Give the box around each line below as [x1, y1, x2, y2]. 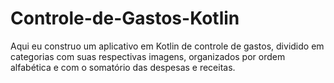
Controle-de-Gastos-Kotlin [10, 7, 240, 30]
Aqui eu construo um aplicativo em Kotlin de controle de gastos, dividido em [10, 40, 325, 52]
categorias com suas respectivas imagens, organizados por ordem [10, 50, 286, 62]
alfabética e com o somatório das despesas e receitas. [10, 61, 236, 73]
